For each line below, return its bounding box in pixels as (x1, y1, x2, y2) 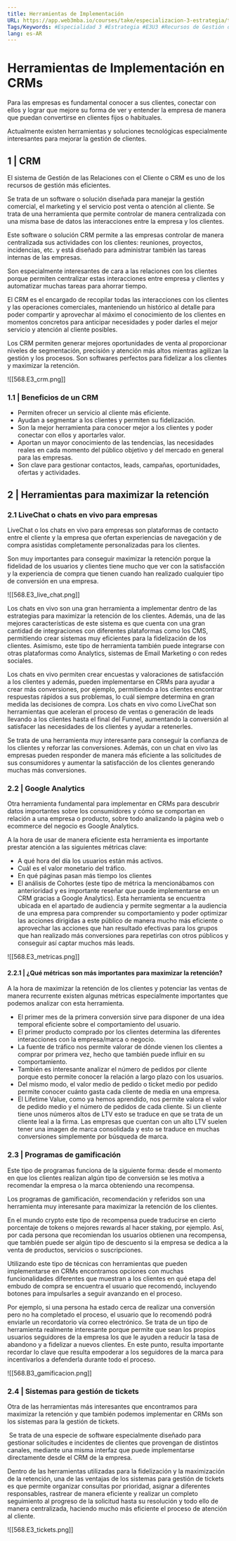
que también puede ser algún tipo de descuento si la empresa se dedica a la (7, 1238, 228, 1246)
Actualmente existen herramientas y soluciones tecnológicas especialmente (7, 127, 228, 136)
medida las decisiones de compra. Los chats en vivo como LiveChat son (7, 699, 216, 708)
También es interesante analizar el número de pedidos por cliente (17, 1065, 207, 1074)
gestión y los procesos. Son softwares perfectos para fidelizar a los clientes (7, 354, 227, 362)
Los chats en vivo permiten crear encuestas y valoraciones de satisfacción (7, 670, 224, 678)
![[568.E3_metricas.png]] (7, 953, 80, 961)
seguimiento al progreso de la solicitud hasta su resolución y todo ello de (7, 1497, 219, 1506)
